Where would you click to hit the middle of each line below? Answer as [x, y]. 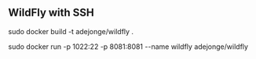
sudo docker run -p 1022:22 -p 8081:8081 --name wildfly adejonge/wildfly [128, 47]
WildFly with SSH [51, 13]
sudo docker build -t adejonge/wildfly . [71, 31]
